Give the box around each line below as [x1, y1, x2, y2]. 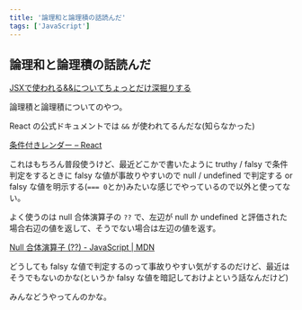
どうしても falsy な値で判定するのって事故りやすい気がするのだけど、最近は [9, 261, 290, 272]
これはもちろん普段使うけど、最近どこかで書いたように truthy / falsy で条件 [9, 159, 289, 170]
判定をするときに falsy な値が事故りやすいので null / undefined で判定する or [9, 170, 293, 181]
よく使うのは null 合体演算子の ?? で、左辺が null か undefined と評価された [9, 212, 288, 223]
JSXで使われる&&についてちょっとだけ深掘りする [9, 83, 191, 93]
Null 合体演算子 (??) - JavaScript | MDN [9, 242, 155, 252]
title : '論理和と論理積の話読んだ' [9, 13, 127, 22]
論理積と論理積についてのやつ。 [9, 102, 128, 112]
